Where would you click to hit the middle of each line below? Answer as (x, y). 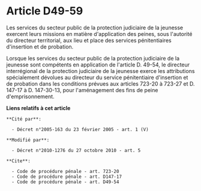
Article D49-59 (45, 11)
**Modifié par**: (28, 140)
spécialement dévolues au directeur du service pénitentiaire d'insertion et (97, 77)
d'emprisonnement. (31, 96)
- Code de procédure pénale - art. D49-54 (65, 182)
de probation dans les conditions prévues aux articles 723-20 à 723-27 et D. (100, 84)
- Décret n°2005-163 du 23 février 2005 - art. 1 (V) (80, 129)
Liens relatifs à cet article (38, 108)
